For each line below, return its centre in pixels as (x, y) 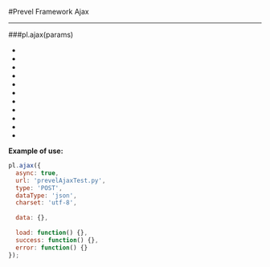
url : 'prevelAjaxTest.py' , (61, 180)
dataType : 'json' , (47, 196)
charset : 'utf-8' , (47, 203)
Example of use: (36, 151)
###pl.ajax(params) (41, 34)
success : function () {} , (57, 240)
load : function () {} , (52, 233)
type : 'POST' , (39, 188)
